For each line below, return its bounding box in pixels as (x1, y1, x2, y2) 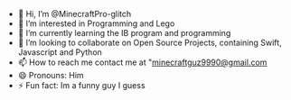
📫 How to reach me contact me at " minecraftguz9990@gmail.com (17, 57, 268, 68)
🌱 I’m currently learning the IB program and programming (17, 28, 231, 38)
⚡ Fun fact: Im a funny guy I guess (17, 80, 146, 90)
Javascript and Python (17, 47, 102, 58)
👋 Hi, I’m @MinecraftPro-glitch (17, 9, 132, 19)
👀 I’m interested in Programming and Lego (17, 18, 175, 29)
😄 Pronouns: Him (17, 70, 84, 80)
